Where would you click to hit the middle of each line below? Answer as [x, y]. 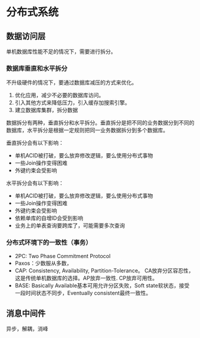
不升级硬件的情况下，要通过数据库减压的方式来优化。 [72, 83]
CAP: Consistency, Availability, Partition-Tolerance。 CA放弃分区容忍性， [104, 270]
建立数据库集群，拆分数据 [46, 110]
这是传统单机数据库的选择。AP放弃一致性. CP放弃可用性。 [86, 278]
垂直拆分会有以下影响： [35, 143]
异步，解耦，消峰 [27, 329]
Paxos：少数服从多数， [43, 263]
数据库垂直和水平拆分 [37, 68]
